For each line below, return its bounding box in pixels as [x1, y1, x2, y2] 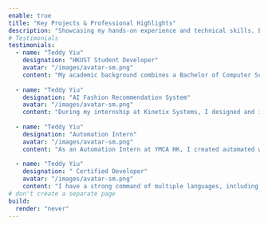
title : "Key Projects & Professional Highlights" [8, 19, 177, 27]
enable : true [8, 11, 52, 20]
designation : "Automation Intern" [22, 130, 137, 138]
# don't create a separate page [8, 189, 116, 198]
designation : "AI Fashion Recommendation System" [22, 93, 191, 101]
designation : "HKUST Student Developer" [22, 57, 159, 65]
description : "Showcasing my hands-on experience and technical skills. [8, 26, 255, 34]
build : [8, 197, 30, 205]
